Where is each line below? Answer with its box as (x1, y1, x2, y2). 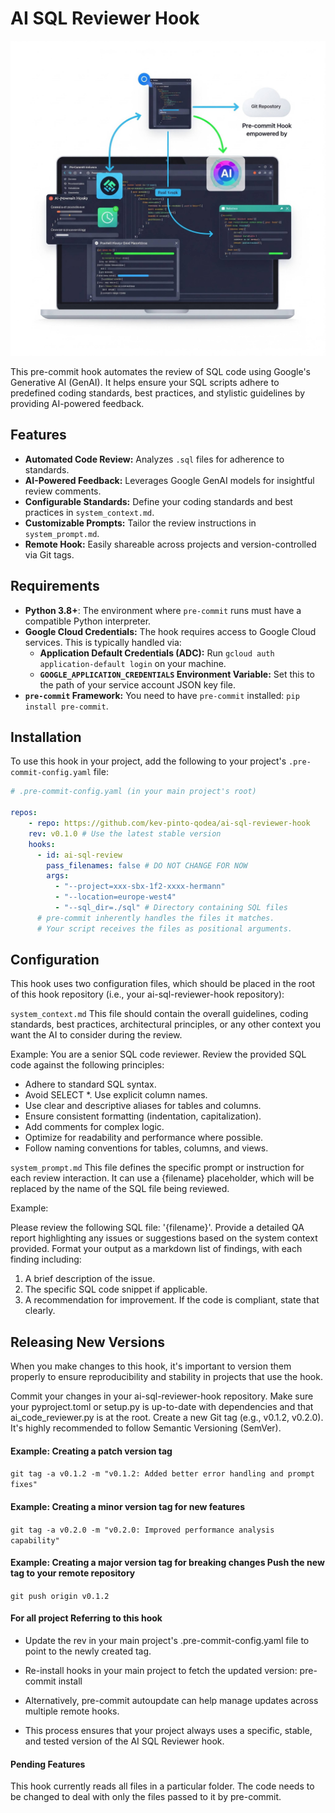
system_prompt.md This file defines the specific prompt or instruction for (10, 1162, 305, 1174)
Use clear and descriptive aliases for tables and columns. (24, 1100, 262, 1112)
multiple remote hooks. (24, 1705, 120, 1717)
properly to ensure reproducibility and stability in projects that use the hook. (10, 1371, 323, 1383)
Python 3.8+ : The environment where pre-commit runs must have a (24, 604, 302, 616)
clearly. (24, 1305, 56, 1317)
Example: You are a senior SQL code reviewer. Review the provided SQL (10, 1048, 307, 1061)
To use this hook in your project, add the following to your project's (10, 755, 287, 767)
